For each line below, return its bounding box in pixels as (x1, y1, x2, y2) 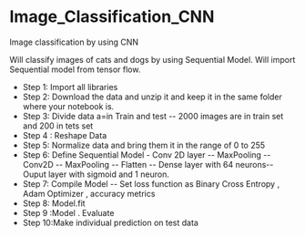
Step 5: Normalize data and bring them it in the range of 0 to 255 (22, 139, 266, 150)
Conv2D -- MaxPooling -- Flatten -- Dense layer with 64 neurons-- (22, 159, 274, 170)
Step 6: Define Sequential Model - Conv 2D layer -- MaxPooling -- (22, 149, 271, 160)
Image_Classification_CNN (9, 6, 215, 27)
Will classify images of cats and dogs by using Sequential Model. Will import (9, 54, 296, 65)
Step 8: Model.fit (22, 198, 86, 209)
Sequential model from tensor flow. (9, 64, 141, 75)
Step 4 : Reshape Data (22, 129, 107, 140)
